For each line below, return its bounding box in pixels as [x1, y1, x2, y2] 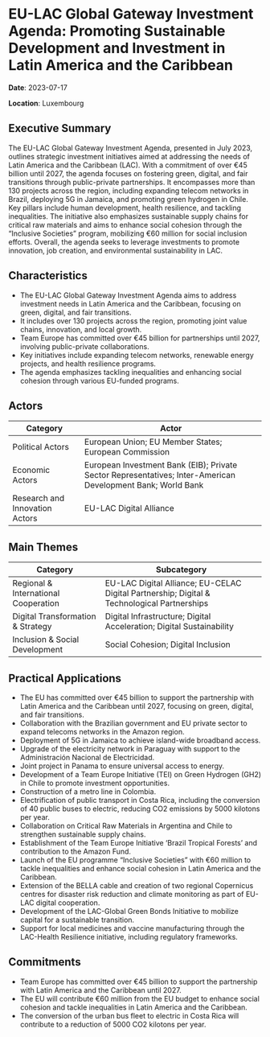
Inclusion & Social [12, 634, 80, 645]
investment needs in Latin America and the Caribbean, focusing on [19, 298, 241, 308]
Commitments [8, 955, 82, 969]
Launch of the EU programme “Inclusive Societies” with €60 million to [19, 855, 252, 865]
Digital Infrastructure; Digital [104, 611, 211, 622]
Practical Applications [8, 671, 122, 685]
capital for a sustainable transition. [19, 915, 135, 924]
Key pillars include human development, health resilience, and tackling [8, 203, 242, 212]
